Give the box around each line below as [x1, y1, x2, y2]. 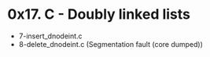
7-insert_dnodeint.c [18, 31, 83, 41]
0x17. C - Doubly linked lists [7, 5, 190, 23]
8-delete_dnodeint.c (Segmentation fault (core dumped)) [18, 39, 204, 48]
